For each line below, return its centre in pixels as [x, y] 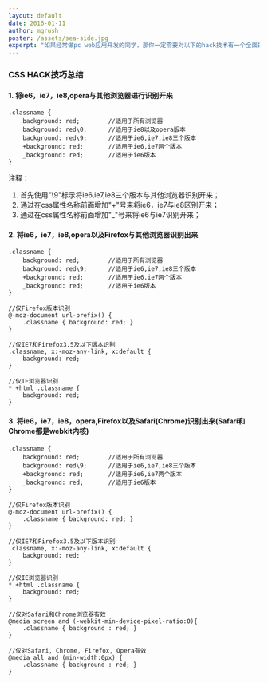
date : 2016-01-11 [37, 23]
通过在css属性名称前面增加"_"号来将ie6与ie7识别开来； [110, 215]
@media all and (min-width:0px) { [66, 657]
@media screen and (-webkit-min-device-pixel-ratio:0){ [103, 621]
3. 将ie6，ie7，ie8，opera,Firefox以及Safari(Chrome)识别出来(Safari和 [127, 421]
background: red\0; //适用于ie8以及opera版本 [104, 130]
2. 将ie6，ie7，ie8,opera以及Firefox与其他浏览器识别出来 [103, 234]
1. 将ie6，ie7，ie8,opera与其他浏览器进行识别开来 [91, 95]
